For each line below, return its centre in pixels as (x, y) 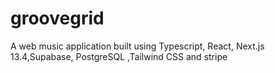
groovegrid (57, 18)
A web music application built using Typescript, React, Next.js (137, 46)
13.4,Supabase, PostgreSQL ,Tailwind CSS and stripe (119, 56)
